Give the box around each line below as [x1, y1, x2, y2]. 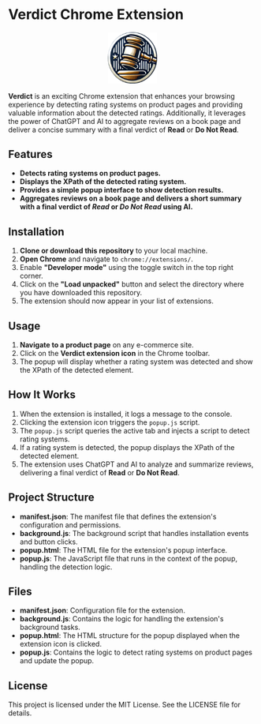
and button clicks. [19, 537, 78, 546]
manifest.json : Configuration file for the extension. [19, 606, 185, 615]
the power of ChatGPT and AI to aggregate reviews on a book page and [8, 116, 241, 126]
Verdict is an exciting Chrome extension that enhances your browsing [8, 91, 235, 100]
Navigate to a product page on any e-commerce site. [19, 339, 195, 349]
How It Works [8, 388, 76, 402]
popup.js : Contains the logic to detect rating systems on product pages [19, 647, 252, 657]
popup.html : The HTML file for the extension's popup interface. [19, 545, 228, 554]
